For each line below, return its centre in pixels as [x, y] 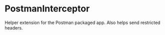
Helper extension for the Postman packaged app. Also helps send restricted [82, 22]
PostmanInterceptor [47, 9]
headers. [14, 27]
